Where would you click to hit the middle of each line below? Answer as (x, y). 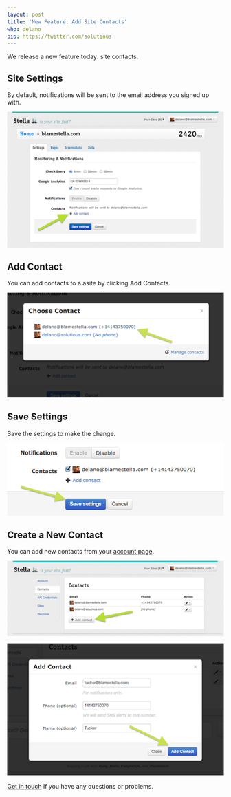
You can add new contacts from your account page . (81, 552)
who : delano (24, 29)
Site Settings (35, 78)
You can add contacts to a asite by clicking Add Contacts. (89, 283)
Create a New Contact (55, 535)
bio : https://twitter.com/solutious (59, 36)
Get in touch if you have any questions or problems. (80, 787)
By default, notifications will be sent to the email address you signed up (108, 95)
